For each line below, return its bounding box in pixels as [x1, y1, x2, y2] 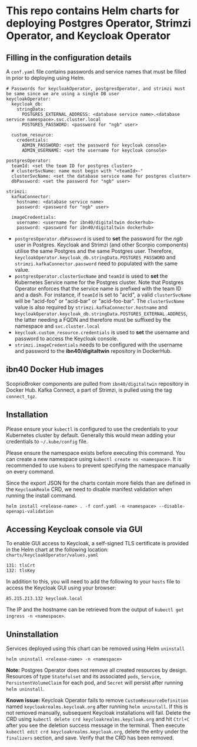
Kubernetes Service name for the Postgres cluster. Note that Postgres [14, 279, 184, 286]
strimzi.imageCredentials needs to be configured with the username [14, 341, 183, 348]
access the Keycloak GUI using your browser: [6, 584, 116, 592]
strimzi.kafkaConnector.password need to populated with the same [14, 260, 178, 267]
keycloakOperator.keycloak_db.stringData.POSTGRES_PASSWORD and [14, 254, 176, 261]
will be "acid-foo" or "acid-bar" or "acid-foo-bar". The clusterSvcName [14, 298, 185, 304]
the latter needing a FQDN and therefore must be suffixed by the [14, 316, 171, 323]
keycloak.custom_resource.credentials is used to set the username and [14, 329, 190, 336]
